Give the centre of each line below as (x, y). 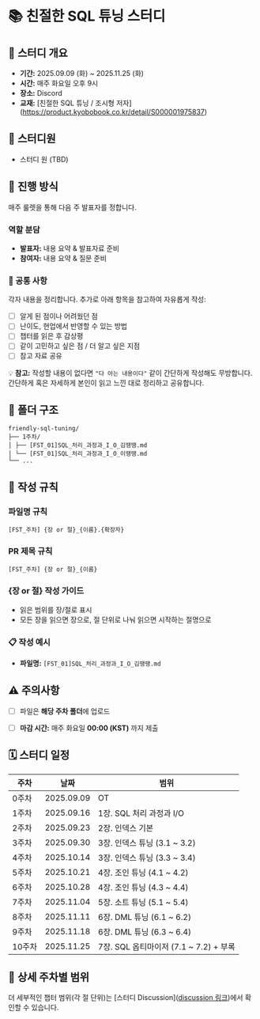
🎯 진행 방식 (34, 187)
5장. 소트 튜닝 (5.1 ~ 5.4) (143, 902)
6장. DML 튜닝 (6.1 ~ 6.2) (145, 917)
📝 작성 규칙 (34, 487)
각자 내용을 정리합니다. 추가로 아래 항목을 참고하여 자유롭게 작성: (107, 299)
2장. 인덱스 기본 (126, 828)
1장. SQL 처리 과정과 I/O (141, 813)
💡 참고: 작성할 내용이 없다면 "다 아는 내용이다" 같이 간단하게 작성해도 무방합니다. (130, 373)
